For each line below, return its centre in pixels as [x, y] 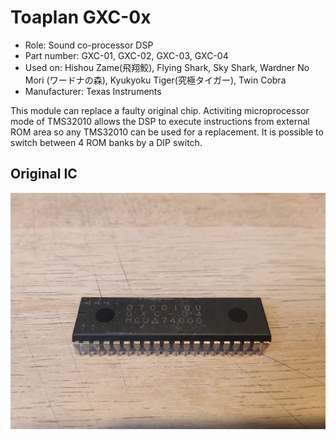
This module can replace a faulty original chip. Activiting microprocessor [160, 110]
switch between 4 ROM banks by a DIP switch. [106, 142]
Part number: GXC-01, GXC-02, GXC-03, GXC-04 [126, 55]
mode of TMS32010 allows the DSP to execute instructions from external [160, 121]
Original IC [44, 174]
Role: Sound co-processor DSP [89, 45]
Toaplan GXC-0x [81, 17]
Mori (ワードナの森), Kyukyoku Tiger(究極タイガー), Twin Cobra [155, 80]
